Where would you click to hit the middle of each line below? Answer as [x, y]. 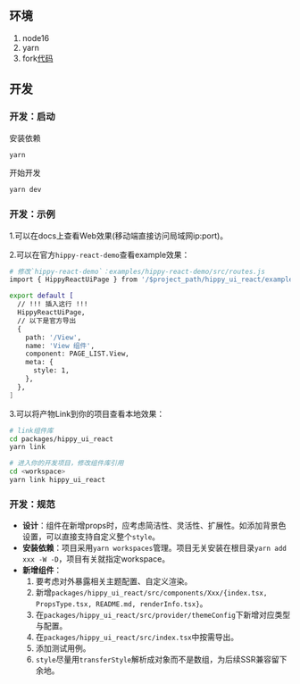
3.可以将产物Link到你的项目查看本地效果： [87, 413]
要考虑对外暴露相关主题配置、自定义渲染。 [114, 581]
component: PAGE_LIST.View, [77, 354]
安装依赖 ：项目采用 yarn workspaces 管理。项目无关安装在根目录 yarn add [154, 548]
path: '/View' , [54, 338]
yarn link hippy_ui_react [57, 480]
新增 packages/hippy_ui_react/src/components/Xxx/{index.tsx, [151, 593]
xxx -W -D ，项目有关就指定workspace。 [96, 559]
